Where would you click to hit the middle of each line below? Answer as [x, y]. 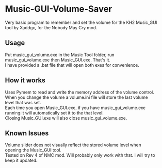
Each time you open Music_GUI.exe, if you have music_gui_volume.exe [75, 108]
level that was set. [23, 102]
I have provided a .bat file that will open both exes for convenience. [72, 65]
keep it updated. [21, 160]
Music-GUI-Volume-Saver [59, 9]
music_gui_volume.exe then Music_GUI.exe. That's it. [58, 60]
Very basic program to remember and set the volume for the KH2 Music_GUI [81, 22]
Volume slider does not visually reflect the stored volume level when [73, 145]
